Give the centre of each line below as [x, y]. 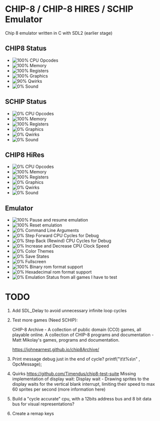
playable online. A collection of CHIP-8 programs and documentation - [83, 335]
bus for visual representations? [43, 404]
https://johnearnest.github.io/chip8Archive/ [56, 349]
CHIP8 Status [26, 48]
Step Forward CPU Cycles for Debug [62, 236]
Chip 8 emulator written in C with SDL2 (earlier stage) [59, 33]
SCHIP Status [26, 102]
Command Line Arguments [52, 230]
